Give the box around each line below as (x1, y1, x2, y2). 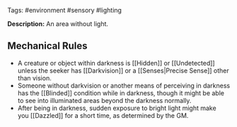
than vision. (17, 73, 52, 82)
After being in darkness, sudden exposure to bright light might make (17, 104, 217, 112)
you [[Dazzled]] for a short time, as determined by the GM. (17, 111, 189, 119)
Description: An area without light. (7, 20, 108, 28)
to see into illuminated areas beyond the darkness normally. (17, 96, 192, 104)
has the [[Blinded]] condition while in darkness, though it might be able (17, 88, 225, 97)
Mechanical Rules (7, 40, 88, 52)
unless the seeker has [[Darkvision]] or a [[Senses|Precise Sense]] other (17, 66, 229, 75)
